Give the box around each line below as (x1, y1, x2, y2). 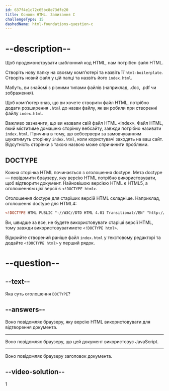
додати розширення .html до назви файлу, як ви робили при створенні (5, 105, 157, 111)
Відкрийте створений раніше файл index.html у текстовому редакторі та (5, 234, 161, 241)
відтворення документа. (5, 324, 58, 330)
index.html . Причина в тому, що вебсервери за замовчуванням (5, 131, 142, 137)
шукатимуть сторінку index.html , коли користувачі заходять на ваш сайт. (5, 136, 163, 142)
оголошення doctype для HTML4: (5, 201, 77, 206)
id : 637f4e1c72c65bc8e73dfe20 (5, 7, 69, 13)
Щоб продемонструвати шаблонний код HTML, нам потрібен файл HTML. (5, 60, 164, 66)
